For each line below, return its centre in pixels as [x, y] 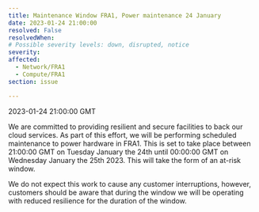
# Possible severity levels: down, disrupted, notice [99, 45]
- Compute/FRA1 [40, 74]
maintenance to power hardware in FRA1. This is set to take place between [129, 143]
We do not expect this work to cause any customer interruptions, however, [130, 184]
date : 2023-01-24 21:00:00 [53, 23]
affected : [25, 60]
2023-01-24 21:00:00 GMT [52, 111]
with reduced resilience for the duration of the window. [98, 201]
